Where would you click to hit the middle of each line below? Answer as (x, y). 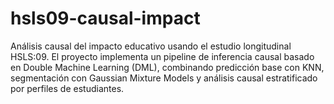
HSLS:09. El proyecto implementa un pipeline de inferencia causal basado (162, 56)
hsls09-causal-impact (105, 18)
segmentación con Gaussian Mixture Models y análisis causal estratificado (164, 78)
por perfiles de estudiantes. (67, 88)
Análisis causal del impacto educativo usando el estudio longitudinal (151, 46)
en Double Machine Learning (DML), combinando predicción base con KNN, (167, 67)
